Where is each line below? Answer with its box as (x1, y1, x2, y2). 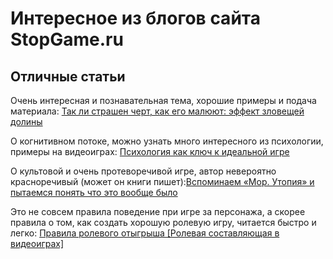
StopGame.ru (10, 28, 124, 51)
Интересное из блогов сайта (10, 7, 261, 30)
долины (10, 116, 43, 127)
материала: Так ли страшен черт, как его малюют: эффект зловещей (10, 105, 305, 117)
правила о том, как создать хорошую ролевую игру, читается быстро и (10, 217, 317, 228)
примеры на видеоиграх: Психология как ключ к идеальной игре (10, 146, 290, 157)
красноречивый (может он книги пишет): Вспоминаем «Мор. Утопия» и (10, 176, 315, 187)
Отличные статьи (10, 68, 126, 85)
